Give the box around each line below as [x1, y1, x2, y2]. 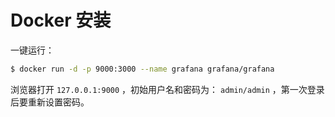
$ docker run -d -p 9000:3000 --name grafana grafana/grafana [10, 64, 275, 74]
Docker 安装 [10, 9, 112, 32]
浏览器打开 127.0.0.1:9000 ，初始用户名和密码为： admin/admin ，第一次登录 [10, 83, 325, 95]
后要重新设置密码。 [10, 96, 90, 108]
